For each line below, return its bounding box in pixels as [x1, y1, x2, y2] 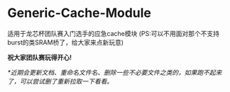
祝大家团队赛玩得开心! [7, 53, 72, 62]
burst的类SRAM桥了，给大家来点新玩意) [7, 38, 124, 47]
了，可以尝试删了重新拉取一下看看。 [7, 76, 114, 86]
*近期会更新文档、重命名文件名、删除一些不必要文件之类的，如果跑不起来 [7, 68, 222, 76]
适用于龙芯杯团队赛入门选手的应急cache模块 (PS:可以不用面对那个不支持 [7, 29, 220, 38]
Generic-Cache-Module [7, 5, 151, 21]
